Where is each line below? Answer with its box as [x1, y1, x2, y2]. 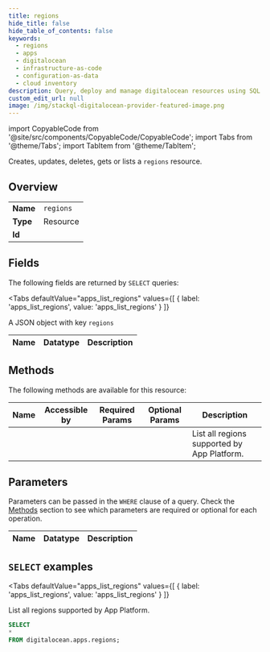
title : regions [8, 11, 59, 20]
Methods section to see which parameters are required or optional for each [8, 505, 257, 515]
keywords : [8, 34, 42, 43]
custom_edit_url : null [8, 94, 84, 102]
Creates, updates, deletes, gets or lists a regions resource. [8, 156, 202, 166]
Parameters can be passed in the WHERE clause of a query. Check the [8, 496, 235, 506]
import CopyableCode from [8, 124, 99, 134]
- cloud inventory [15, 79, 78, 87]
